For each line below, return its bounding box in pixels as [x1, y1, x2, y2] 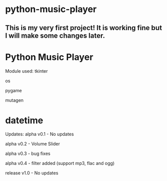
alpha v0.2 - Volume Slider [5, 141, 60, 147]
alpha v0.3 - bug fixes [5, 150, 51, 156]
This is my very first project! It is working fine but [5, 24, 162, 32]
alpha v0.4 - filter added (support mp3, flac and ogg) [5, 160, 115, 166]
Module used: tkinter [5, 68, 48, 74]
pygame [5, 87, 22, 93]
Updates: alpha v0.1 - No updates [5, 131, 74, 137]
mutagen [5, 97, 24, 103]
